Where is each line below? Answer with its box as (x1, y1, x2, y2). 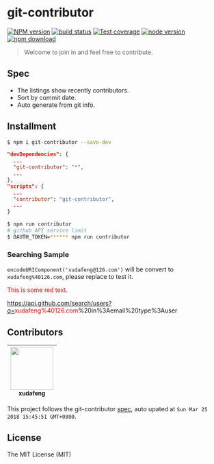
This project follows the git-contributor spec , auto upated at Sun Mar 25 (7, 404, 208, 413)
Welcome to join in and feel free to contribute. (23, 48, 153, 56)
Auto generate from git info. (16, 101, 96, 109)
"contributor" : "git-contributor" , (13, 195, 115, 203)
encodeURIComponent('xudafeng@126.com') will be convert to (7, 265, 174, 273)
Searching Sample (7, 249, 70, 259)
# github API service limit (7, 228, 88, 234)
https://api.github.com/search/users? (7, 300, 112, 308)
